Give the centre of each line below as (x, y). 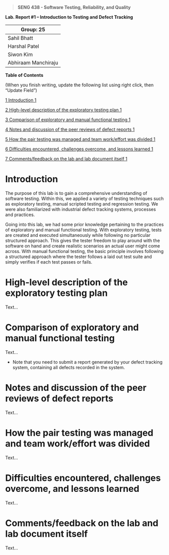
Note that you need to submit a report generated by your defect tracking (87, 362)
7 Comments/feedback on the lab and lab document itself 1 (66, 159)
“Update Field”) (21, 90)
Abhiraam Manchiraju (33, 63)
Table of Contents (24, 75)
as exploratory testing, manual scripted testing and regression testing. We (82, 204)
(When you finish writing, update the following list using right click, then (79, 85)
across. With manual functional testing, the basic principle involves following (84, 251)
